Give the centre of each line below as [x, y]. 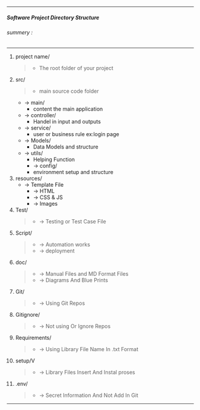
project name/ [32, 56]
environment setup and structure [73, 172]
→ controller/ [40, 115]
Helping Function [54, 159]
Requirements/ [33, 338]
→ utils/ [34, 153]
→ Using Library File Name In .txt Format [89, 349]
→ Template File [44, 184]
